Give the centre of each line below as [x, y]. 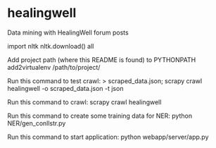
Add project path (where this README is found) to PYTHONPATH [102, 60]
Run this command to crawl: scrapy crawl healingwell [84, 102]
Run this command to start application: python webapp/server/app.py [108, 137]
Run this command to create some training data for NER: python [100, 116]
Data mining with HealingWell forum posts [68, 32]
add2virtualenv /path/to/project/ [54, 67]
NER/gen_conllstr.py [37, 123]
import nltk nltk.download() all [51, 46]
